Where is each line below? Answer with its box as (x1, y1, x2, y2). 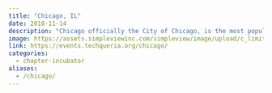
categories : (8, 49, 49, 57)
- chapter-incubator (15, 57, 85, 66)
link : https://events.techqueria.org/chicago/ (8, 42, 168, 50)
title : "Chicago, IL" (8, 11, 82, 20)
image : (8, 34, 31, 43)
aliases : (8, 65, 38, 73)
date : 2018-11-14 (8, 19, 67, 27)
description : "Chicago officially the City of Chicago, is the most (8, 27, 244, 35)
